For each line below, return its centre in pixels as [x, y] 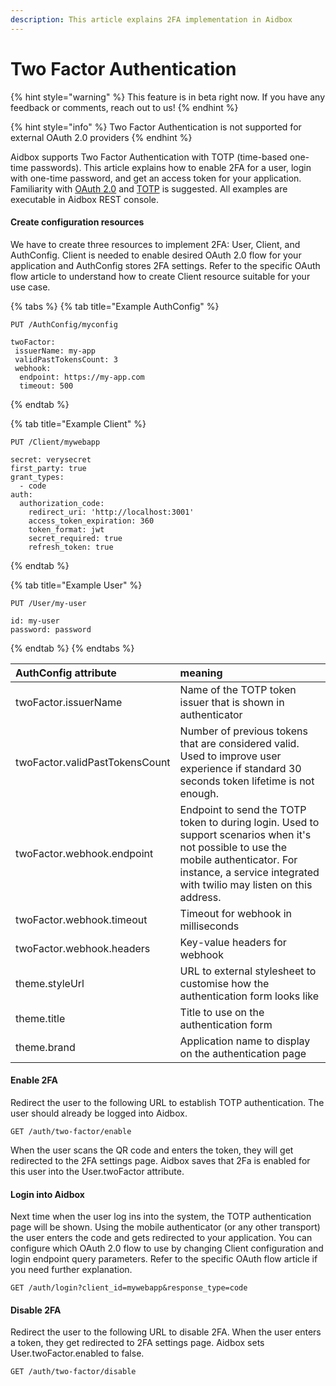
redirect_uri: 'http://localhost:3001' [111, 512]
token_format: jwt [66, 529]
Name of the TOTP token [238, 689]
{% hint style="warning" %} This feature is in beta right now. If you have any [168, 97]
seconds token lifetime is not [247, 781]
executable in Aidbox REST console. [85, 199]
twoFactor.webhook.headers [83, 948]
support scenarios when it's [245, 834]
